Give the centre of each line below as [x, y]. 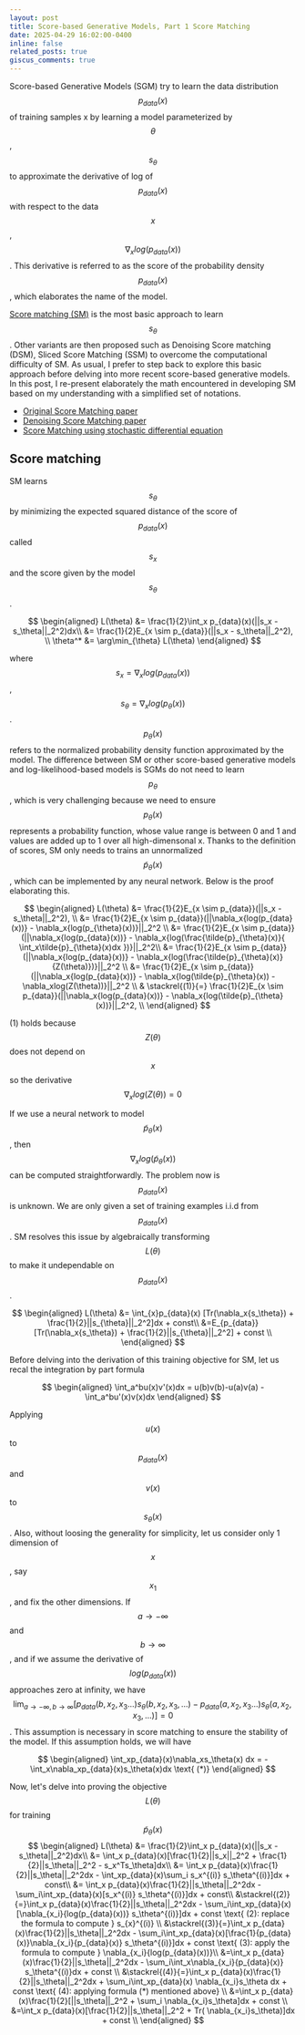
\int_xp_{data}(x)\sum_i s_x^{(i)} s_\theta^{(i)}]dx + [196, 1875]
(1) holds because [43, 1023]
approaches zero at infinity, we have [77, 1689]
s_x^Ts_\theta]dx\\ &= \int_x [155, 1865]
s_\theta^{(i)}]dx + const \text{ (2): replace [210, 1913]
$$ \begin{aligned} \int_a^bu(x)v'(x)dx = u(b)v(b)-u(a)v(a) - [153, 1388]
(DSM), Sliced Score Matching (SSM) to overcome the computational [138, 354]
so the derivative [41, 1079]
